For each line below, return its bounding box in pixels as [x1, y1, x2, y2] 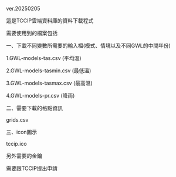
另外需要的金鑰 [6, 152, 42, 159]
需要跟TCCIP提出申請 [6, 165, 57, 172]
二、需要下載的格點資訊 [6, 105, 63, 111]
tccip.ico [6, 141, 28, 147]
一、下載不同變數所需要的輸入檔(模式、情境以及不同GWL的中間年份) [6, 42, 171, 49]
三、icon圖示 [6, 129, 38, 135]
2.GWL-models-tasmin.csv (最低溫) [6, 67, 92, 74]
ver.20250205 [6, 5, 40, 12]
